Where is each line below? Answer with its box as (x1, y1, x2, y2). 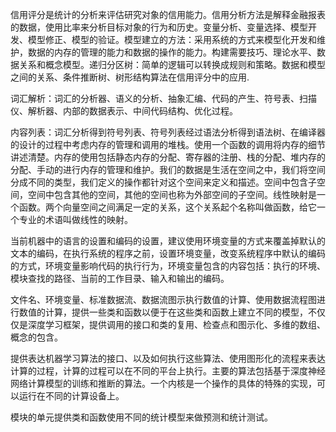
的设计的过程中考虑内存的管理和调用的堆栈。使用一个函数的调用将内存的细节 (10, 139, 326, 150)
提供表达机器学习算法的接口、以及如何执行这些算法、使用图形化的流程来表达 (10, 353, 326, 364)
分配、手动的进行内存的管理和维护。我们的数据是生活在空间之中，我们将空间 (10, 164, 326, 175)
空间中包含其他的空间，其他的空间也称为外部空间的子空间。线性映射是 (27, 189, 317, 200)
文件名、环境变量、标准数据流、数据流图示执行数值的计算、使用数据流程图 (10, 294, 317, 305)
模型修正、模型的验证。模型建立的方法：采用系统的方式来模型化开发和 (27, 34, 317, 45)
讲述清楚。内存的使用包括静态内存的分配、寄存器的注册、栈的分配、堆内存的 (10, 151, 326, 163)
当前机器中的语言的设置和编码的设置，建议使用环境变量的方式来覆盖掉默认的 (10, 235, 326, 247)
